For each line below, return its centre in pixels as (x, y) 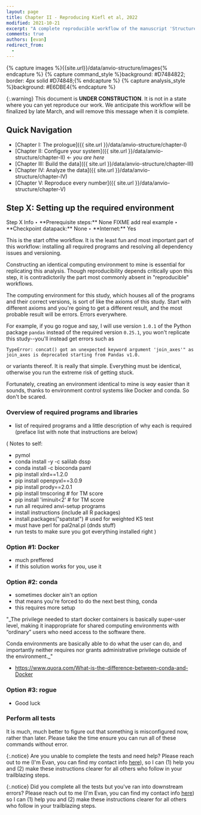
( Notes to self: (25, 443)
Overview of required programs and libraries (72, 412)
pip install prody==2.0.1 (44, 487)
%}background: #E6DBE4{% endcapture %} (61, 87)
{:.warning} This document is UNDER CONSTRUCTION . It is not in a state (96, 98)
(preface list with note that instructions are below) (76, 431)
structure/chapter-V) (40, 189)
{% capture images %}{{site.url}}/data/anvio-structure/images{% (87, 68)
